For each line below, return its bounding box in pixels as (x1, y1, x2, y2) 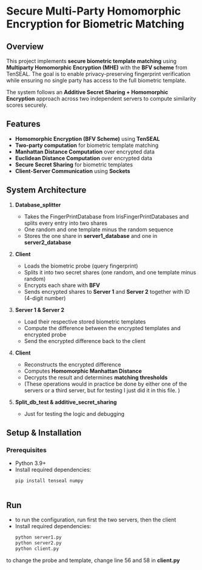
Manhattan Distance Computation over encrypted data (15, 148, 155, 155)
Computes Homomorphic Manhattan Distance (24, 367, 143, 375)
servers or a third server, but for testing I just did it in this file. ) (24, 387, 180, 394)
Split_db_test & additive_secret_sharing (15, 398, 117, 405)
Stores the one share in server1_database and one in (24, 232, 158, 239)
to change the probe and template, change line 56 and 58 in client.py (6, 557, 180, 564)
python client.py (15, 545, 59, 552)
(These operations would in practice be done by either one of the (24, 380, 187, 387)
